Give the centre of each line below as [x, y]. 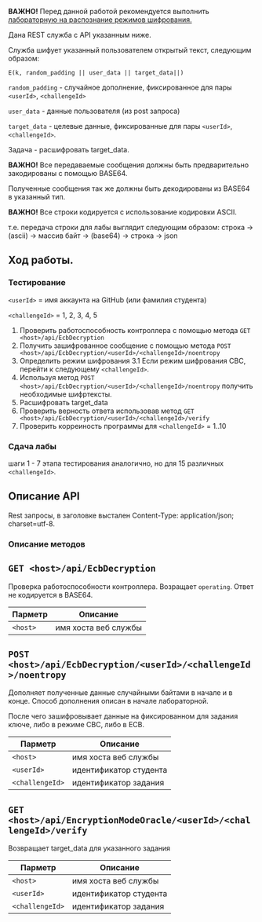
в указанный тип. [37, 197]
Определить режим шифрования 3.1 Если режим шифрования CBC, [133, 360]
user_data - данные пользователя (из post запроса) [94, 111]
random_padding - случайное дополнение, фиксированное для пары [120, 87]
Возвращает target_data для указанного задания [89, 848]
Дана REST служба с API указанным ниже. [80, 35]
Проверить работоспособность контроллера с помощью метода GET [135, 330]
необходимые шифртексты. [65, 394]
